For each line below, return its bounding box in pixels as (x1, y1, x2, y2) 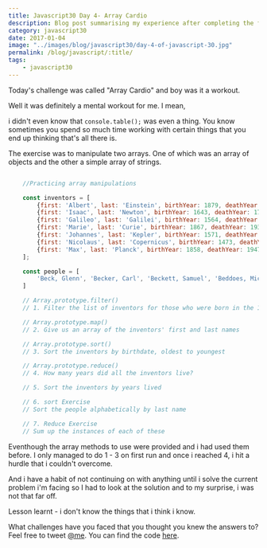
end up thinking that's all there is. (8, 133, 118, 143)
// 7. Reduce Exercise (22, 420, 98, 428)
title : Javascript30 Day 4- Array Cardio (8, 11, 148, 20)
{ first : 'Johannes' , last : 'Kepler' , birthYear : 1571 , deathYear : (37, 231, 261, 239)
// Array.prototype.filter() (22, 296, 119, 305)
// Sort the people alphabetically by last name (22, 405, 187, 413)
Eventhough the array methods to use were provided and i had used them (8, 441, 250, 451)
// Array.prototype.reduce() (22, 362, 119, 370)
